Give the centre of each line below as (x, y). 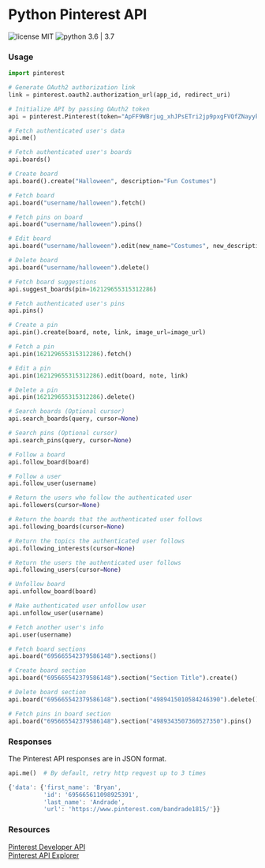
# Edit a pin (30, 368)
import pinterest (37, 73)
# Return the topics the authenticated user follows (97, 541)
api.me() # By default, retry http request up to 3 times (107, 773)
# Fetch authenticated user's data (67, 131)
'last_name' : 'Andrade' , (84, 802)
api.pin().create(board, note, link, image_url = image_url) (107, 333)
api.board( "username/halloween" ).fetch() (77, 203)
